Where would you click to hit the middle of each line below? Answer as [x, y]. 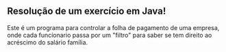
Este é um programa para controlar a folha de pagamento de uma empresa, [113, 27]
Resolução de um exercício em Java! [87, 11]
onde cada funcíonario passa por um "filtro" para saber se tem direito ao [110, 35]
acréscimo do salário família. [48, 42]
